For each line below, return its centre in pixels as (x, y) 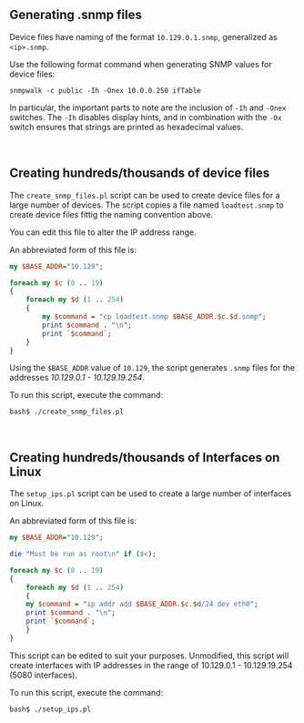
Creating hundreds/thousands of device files (140, 173)
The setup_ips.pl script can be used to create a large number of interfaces (151, 494)
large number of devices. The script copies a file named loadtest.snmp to (147, 205)
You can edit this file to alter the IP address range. (103, 232)
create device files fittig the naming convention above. (111, 214)
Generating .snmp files (76, 15)
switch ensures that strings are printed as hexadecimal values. (127, 127)
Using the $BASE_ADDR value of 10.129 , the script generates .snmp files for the (152, 368)
